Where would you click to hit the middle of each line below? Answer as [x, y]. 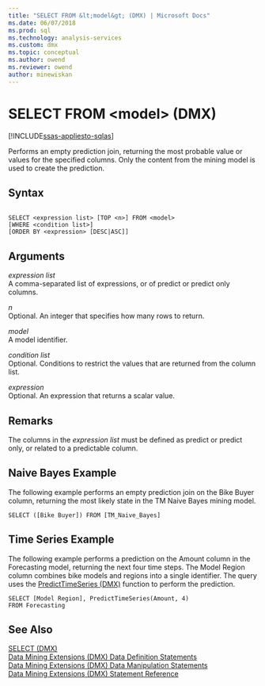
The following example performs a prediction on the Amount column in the [129, 558]
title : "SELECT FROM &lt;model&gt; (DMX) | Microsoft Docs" [110, 15]
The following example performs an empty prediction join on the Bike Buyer [131, 492]
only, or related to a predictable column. [73, 448]
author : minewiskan [40, 75]
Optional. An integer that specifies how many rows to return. [106, 316]
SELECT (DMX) [33, 649]
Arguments [37, 256]
